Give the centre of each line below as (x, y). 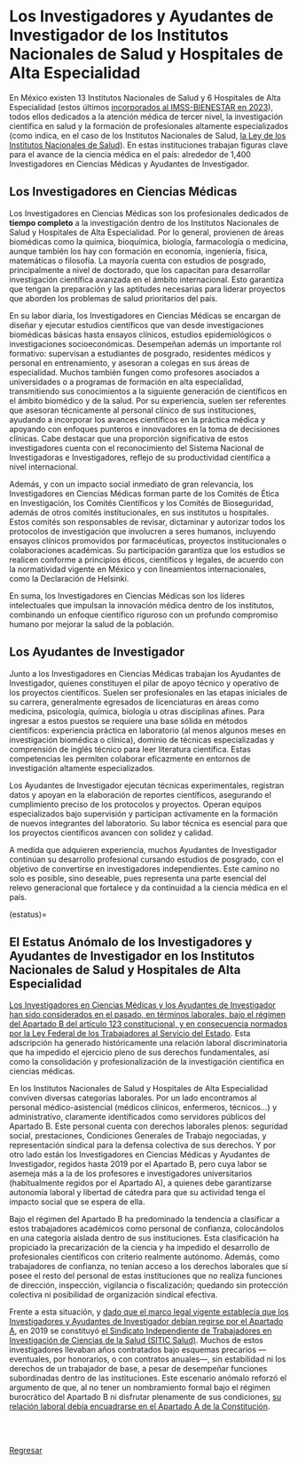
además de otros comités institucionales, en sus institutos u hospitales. (139, 512)
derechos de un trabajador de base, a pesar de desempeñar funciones (138, 1369)
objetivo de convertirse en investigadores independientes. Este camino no (145, 868)
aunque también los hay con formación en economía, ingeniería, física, (139, 251)
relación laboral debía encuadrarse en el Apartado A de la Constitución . (140, 1406)
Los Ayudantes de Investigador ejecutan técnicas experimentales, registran (147, 785)
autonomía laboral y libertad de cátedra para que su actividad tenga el (137, 1193)
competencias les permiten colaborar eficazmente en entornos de (130, 759)
